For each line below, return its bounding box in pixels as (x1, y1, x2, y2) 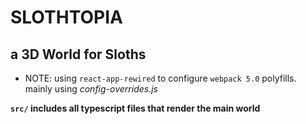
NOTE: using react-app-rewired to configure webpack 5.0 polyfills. (24, 72, 297, 84)
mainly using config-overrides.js (24, 83, 158, 95)
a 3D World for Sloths (10, 46, 147, 63)
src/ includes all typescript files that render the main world (10, 102, 261, 114)
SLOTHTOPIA (10, 6, 123, 29)
